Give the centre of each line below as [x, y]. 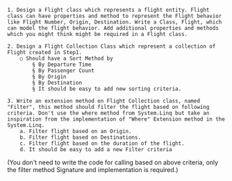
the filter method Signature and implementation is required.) [93, 170]
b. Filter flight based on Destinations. [80, 137]
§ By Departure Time [62, 64]
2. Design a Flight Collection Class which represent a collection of [111, 46]
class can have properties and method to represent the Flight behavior [115, 16]
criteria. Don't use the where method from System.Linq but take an [108, 113]
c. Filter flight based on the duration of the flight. [102, 144]
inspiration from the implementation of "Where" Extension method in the [116, 119]
